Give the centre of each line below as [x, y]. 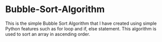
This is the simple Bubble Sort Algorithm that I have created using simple [81, 23]
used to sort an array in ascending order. [48, 34]
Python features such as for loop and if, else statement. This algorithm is [81, 28]
